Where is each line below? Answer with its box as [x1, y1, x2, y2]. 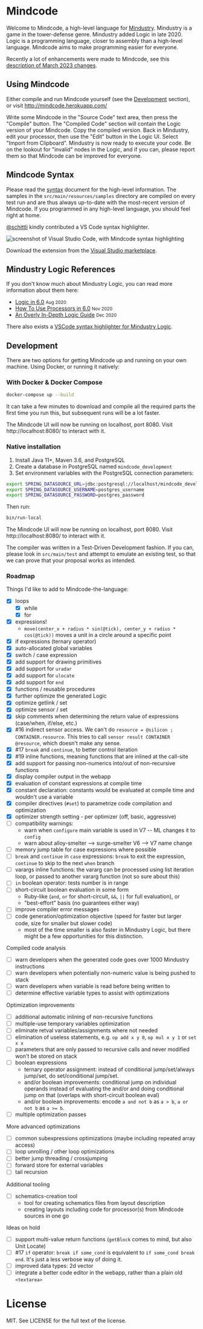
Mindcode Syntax [6, 170, 74, 180]
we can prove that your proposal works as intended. [6, 557, 136, 564]
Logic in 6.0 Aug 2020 [14, 298, 66, 306]
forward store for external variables [14, 1161, 104, 1169]
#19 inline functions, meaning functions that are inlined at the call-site [14, 753, 188, 760]
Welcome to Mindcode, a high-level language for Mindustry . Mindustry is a [6, 24, 192, 31]
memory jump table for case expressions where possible [14, 846, 156, 853]
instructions [14, 963, 45, 970]
